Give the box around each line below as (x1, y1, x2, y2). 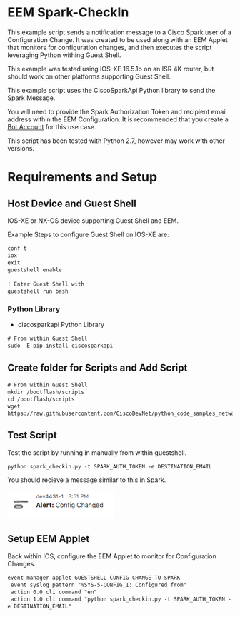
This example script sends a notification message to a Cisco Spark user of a (7, 28, 232, 36)
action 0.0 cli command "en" (10, 588, 98, 596)
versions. (7, 144, 34, 152)
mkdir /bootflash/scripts (7, 388, 84, 396)
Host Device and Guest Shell (7, 197, 137, 209)
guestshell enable (7, 266, 62, 274)
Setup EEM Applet (7, 533, 90, 545)
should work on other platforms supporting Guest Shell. (7, 72, 171, 81)
